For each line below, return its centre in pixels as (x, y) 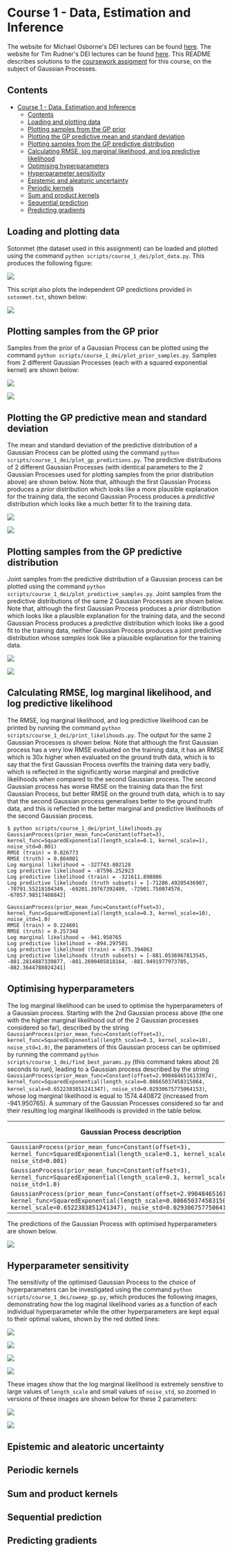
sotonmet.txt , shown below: (47, 297)
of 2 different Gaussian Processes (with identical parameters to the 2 (105, 467)
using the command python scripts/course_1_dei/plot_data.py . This (106, 255)
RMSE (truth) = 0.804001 (43, 859)
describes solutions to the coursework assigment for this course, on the (109, 61)
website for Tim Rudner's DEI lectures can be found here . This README (109, 54)
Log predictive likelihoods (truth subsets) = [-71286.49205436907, (108, 883)
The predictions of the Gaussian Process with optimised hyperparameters (112, 1224)
